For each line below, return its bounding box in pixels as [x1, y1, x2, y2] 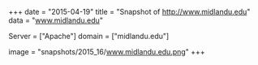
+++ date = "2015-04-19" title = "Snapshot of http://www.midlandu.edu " [8, 7, 251, 16]
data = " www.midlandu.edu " [8, 15, 104, 25]
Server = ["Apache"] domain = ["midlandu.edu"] [8, 32, 170, 41]
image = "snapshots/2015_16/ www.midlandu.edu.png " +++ [8, 47, 205, 56]
